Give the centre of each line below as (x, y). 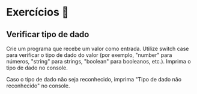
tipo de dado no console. (37, 68)
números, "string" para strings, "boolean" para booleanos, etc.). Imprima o (98, 61)
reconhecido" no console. (38, 86)
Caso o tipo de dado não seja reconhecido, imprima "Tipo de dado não (94, 79)
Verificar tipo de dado (48, 34)
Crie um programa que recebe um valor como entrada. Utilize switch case (98, 48)
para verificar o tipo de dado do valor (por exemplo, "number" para (89, 55)
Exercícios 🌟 (38, 12)
